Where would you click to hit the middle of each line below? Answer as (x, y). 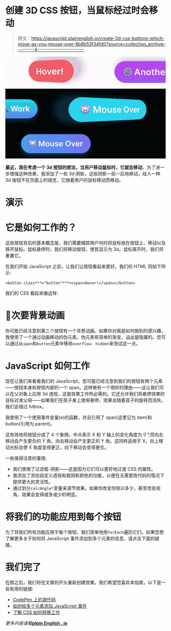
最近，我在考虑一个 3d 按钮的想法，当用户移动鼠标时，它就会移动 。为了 (81, 167)
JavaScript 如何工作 (48, 366)
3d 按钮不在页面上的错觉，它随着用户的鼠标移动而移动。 (64, 180)
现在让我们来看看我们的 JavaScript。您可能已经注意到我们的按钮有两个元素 (84, 381)
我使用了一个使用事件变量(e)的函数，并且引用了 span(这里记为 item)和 (79, 417)
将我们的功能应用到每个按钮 (63, 517)
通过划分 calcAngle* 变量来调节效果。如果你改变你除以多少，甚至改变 (84, 488)
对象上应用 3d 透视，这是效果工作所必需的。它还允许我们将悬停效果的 (92, 393)
